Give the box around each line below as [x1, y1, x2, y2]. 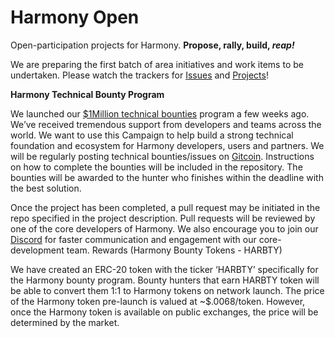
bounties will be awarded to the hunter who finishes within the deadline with [10, 171, 324, 183]
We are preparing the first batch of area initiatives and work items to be [10, 58, 304, 70]
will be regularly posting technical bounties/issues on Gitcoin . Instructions [10, 150, 315, 162]
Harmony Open [10, 6, 140, 29]
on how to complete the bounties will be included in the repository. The [10, 161, 303, 173]
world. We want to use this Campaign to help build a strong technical [10, 129, 294, 141]
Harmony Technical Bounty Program [10, 88, 165, 100]
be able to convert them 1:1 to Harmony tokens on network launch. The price [10, 284, 325, 296]
